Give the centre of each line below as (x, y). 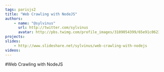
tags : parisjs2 (20, 9)
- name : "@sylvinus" (35, 23)
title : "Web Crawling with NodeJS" (41, 14)
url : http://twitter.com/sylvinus (53, 28)
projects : (15, 37)
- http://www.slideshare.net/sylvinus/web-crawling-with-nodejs (81, 46)
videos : (13, 50)
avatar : (26, 32)
